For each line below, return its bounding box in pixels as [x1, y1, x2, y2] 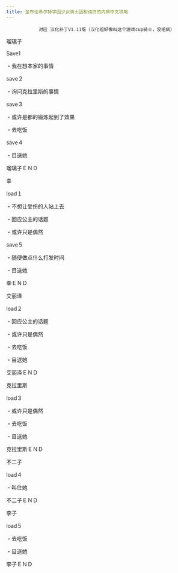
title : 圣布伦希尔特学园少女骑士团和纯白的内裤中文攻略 [6, 8, 128, 15]
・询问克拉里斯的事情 [6, 88, 59, 95]
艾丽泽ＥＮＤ [6, 369, 38, 376]
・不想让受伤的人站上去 [6, 203, 64, 210]
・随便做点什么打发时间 [6, 254, 64, 261]
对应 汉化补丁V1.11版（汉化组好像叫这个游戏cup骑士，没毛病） [38, 26, 175, 32]
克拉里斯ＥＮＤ [6, 446, 43, 453]
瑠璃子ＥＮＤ [6, 164, 38, 171]
